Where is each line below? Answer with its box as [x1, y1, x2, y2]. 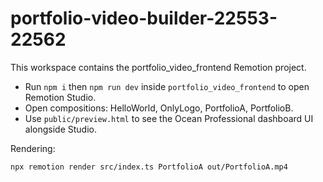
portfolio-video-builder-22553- [10, 7, 278, 30]
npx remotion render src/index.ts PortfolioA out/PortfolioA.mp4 [10, 162, 288, 172]
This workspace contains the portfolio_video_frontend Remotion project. [10, 61, 307, 73]
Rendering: [10, 142, 56, 154]
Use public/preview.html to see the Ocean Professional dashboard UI [24, 112, 314, 124]
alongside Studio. [24, 123, 97, 135]
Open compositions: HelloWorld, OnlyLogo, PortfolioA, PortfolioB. [24, 102, 294, 114]
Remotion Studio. [24, 91, 97, 103]
